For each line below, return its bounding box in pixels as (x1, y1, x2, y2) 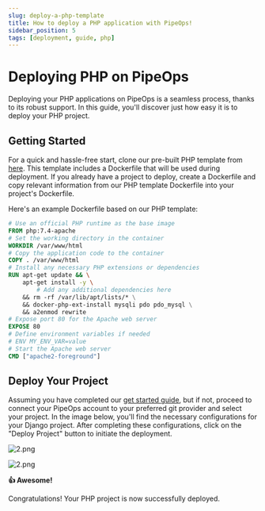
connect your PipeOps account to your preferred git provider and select (8, 404, 242, 413)
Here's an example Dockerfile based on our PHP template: (8, 204, 199, 213)
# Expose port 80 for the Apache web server (8, 315, 157, 324)
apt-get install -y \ (22, 279, 93, 286)
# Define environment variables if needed (8, 330, 150, 338)
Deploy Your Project (8, 375, 109, 388)
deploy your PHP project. (8, 111, 90, 121)
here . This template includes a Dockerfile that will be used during (8, 163, 220, 173)
